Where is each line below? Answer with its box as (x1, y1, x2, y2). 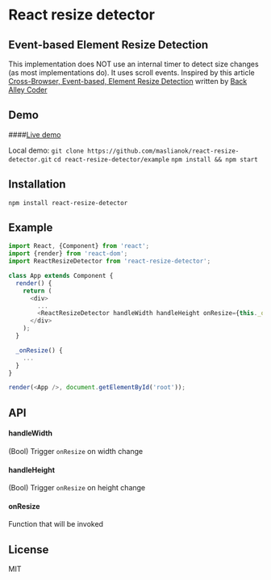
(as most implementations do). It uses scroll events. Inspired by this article (8, 68, 256, 78)
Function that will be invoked (8, 519, 103, 529)
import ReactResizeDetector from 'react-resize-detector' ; (8, 257, 211, 266)
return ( (23, 287, 52, 295)
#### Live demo (8, 129, 61, 139)
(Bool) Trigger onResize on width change (8, 446, 144, 456)
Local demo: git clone (8, 145, 85, 155)
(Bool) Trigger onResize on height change (8, 483, 146, 493)
